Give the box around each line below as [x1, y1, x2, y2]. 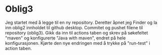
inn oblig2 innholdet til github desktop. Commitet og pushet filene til [5, 24, 143, 30]
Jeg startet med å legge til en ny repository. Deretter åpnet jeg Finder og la [5, 19, 158, 25]
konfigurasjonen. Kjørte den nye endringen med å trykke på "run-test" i [5, 40, 151, 46]
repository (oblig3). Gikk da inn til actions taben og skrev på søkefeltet [5, 30, 148, 36]
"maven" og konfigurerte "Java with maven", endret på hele [5, 35, 126, 41]
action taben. [5, 45, 32, 51]
